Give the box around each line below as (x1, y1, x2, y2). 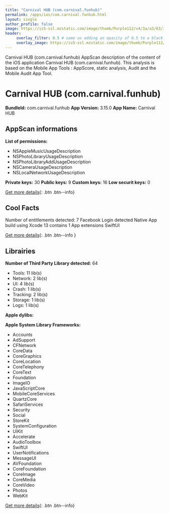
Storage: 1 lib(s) (12, 297, 45, 303)
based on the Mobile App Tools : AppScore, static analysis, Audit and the (5, 65, 156, 71)
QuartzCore (12, 396, 37, 402)
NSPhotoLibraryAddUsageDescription (12, 159, 92, 165)
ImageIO (12, 380, 30, 386)
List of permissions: (5, 138, 48, 144)
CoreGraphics (12, 353, 42, 359)
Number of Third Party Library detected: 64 (5, 260, 98, 266)
